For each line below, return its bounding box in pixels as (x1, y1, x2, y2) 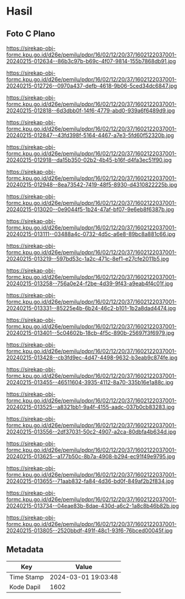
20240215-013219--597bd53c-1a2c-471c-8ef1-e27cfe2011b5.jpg (6, 255, 169, 262)
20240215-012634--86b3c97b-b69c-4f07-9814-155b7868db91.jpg (6, 58, 176, 64)
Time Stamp (9, 573, 44, 581)
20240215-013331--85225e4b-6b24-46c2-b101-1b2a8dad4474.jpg (6, 305, 176, 311)
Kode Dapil (9, 583, 41, 591)
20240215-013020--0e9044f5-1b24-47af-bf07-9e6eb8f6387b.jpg (6, 206, 175, 213)
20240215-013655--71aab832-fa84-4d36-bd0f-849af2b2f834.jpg (6, 477, 175, 485)
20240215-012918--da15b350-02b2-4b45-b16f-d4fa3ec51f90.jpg (6, 156, 172, 164)
